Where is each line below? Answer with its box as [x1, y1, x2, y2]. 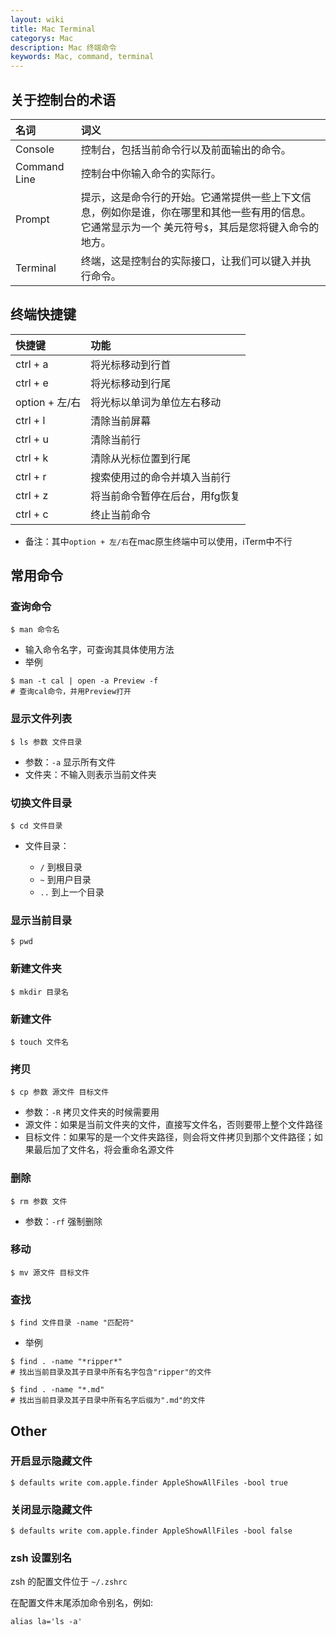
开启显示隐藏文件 [10, 1454, 93, 1468]
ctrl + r [15, 469, 47, 483]
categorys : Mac [10, 33, 74, 43]
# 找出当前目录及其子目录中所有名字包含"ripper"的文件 [10, 1367, 212, 1378]
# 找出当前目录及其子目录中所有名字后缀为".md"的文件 [10, 1396, 206, 1406]
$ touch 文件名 [10, 1037, 69, 1047]
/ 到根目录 [39, 861, 83, 873]
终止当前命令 [90, 507, 152, 521]
